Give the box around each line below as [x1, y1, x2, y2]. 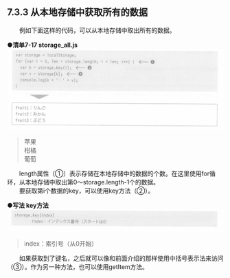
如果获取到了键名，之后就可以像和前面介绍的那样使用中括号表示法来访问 [19, 254, 224, 262]
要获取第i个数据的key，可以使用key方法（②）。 [19, 186, 154, 195]
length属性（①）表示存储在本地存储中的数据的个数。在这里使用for [19, 169, 210, 178]
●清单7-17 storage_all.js [7, 41, 78, 49]
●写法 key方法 [7, 201, 49, 209]
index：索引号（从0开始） [23, 239, 98, 248]
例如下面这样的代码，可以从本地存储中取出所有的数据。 [19, 26, 176, 34]
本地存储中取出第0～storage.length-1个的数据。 [25, 178, 160, 186]
